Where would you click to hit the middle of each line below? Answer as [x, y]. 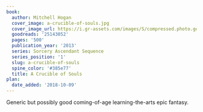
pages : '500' [28, 40]
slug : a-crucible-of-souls [46, 62]
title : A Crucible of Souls [47, 74]
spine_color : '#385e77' [41, 68]
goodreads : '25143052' [40, 35]
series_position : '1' [39, 57]
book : [13, 12]
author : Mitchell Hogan [41, 18]
